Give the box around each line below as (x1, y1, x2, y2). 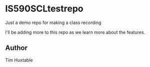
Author (5, 43, 27, 52)
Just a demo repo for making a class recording (5, 19, 101, 25)
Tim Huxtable (5, 57, 33, 63)
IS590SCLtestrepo (5, 3, 83, 14)
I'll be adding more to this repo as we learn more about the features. (5, 29, 145, 35)
